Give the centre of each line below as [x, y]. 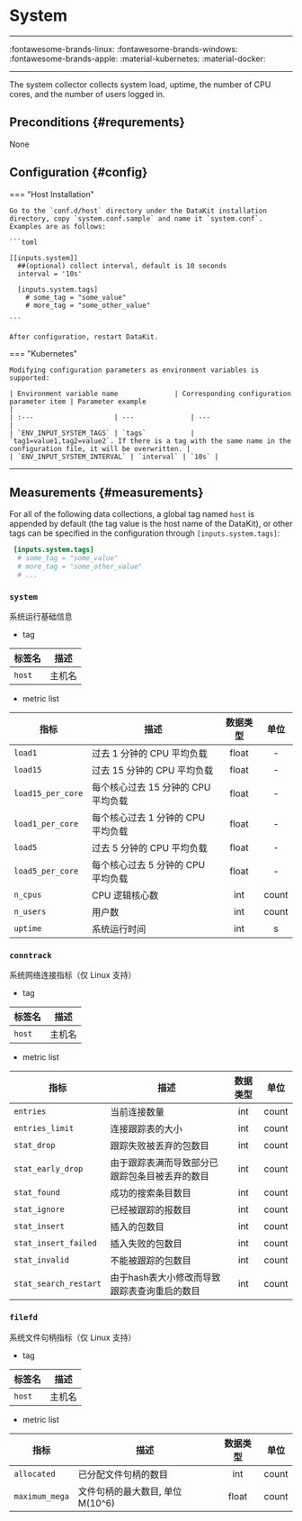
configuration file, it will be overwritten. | [100, 448]
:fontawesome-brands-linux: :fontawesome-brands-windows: [124, 49]
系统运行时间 [119, 929]
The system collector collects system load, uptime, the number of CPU [140, 84]
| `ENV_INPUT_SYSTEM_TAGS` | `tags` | [102, 433]
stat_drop [35, 1145]
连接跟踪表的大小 [146, 1129]
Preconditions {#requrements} [98, 122]
